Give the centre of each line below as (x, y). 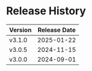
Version (20, 30)
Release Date (57, 30)
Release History (46, 11)
